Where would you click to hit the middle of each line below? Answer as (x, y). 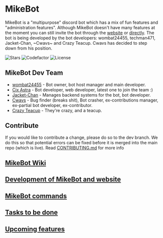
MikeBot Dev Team (34, 73)
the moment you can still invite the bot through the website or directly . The (80, 33)
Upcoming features (35, 229)
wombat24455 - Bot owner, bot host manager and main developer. (79, 85)
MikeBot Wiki (26, 163)
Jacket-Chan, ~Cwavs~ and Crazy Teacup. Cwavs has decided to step (76, 43)
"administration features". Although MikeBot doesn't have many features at (80, 27)
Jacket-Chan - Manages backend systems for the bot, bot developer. (81, 95)
